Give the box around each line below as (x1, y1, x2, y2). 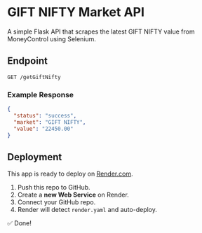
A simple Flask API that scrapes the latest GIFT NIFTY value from (7, 27, 195, 36)
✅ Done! (7, 219, 32, 227)
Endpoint (7, 55, 48, 67)
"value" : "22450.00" (13, 125, 74, 132)
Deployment (7, 151, 62, 163)
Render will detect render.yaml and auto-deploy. (17, 206, 158, 214)
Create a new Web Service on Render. (17, 190, 130, 199)
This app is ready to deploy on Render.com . (7, 169, 133, 178)
